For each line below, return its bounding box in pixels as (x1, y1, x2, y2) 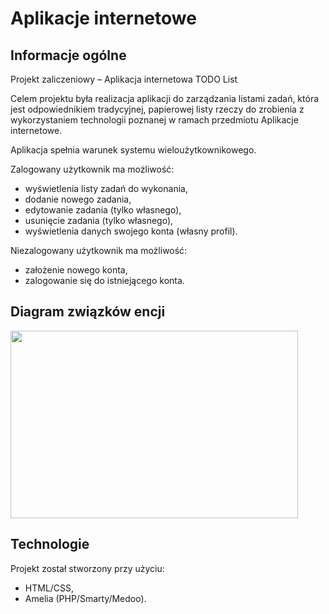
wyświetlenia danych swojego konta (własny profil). (24, 225, 238, 237)
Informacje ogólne (10, 47, 127, 64)
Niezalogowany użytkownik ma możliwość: (10, 245, 188, 256)
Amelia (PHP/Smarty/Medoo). (24, 592, 147, 604)
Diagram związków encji (10, 303, 166, 321)
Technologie (10, 536, 90, 553)
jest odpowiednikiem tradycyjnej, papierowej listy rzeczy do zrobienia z (10, 103, 305, 115)
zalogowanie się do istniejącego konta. (24, 275, 185, 286)
